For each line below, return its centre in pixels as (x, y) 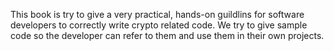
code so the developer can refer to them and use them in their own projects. (167, 35)
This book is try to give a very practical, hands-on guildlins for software (157, 14)
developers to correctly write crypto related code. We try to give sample (159, 25)
